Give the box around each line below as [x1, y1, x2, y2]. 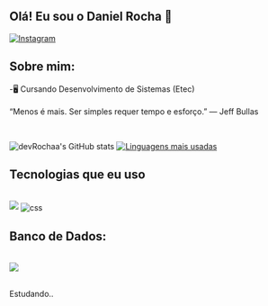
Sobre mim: [9, 59, 76, 75]
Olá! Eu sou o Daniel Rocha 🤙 [9, 9, 173, 24]
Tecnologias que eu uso [9, 167, 146, 183]
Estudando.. [9, 288, 54, 299]
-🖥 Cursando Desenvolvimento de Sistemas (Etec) [9, 83, 195, 94]
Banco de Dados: [9, 229, 107, 244]
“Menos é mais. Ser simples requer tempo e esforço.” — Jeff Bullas [9, 105, 259, 117]
